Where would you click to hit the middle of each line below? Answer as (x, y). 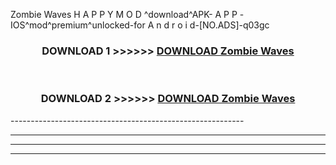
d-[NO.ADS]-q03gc (229, 25)
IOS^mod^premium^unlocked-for (78, 25)
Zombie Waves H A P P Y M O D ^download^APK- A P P (124, 14)
